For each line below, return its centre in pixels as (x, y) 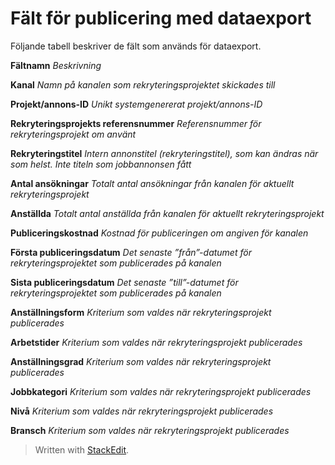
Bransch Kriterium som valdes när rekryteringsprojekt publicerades (150, 430)
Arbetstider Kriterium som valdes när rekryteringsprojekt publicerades (156, 342)
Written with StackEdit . (82, 449)
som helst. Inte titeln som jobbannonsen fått (101, 164)
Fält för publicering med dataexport (161, 18)
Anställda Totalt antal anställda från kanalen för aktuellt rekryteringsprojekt (167, 213)
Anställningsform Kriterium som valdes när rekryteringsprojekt (141, 312)
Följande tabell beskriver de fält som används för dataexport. (136, 46)
